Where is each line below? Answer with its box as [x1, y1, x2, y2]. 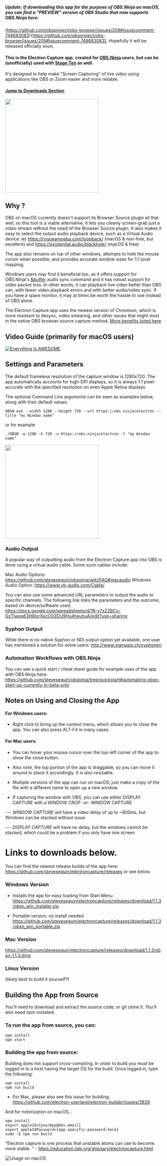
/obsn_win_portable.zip [12, 923, 61, 929]
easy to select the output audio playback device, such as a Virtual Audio [5, 231, 153, 237]
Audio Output [5, 545, 39, 552]
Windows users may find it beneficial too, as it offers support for [5, 271, 137, 277]
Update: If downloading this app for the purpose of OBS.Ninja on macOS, [5, 4, 160, 10]
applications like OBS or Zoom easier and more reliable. [5, 76, 119, 82]
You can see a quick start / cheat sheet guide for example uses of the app [5, 666, 157, 672]
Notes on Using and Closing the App [5, 696, 120, 705]
